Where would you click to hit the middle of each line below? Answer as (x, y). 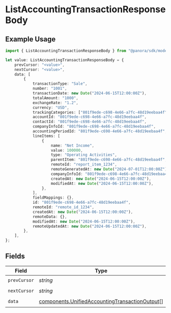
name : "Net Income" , (73, 146)
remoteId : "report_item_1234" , (84, 164)
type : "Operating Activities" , (84, 155)
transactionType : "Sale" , (60, 84)
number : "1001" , (50, 89)
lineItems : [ (46, 136)
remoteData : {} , (50, 216)
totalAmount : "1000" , (55, 98)
